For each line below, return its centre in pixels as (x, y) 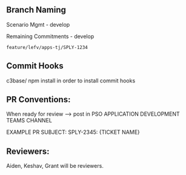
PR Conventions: (38, 100)
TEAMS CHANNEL (29, 121)
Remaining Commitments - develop (50, 36)
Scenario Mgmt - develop (38, 24)
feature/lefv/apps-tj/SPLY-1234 (47, 47)
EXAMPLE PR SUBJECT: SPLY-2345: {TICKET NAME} (73, 132)
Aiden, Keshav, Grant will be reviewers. (55, 166)
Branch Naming (36, 10)
